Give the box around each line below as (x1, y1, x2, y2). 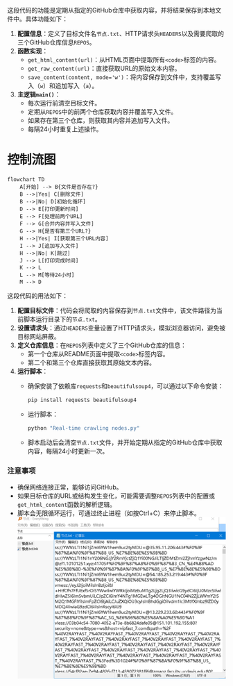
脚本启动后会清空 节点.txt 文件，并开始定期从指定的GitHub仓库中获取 (27, 438, 223, 446)
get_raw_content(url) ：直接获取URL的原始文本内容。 (27, 65, 182, 72)
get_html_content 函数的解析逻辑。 (17, 500, 116, 508)
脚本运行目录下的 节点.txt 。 (23, 315, 102, 323)
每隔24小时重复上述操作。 (27, 125, 103, 133)
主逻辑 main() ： (17, 90, 61, 99)
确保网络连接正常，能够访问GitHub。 (17, 483, 123, 491)
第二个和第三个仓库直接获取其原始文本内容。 (27, 358, 156, 367)
